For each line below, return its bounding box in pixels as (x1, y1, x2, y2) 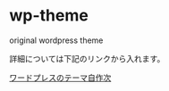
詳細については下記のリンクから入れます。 (9, 53, 161, 63)
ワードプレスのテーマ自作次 (9, 72, 112, 83)
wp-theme (9, 5, 89, 26)
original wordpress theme (9, 35, 104, 45)
